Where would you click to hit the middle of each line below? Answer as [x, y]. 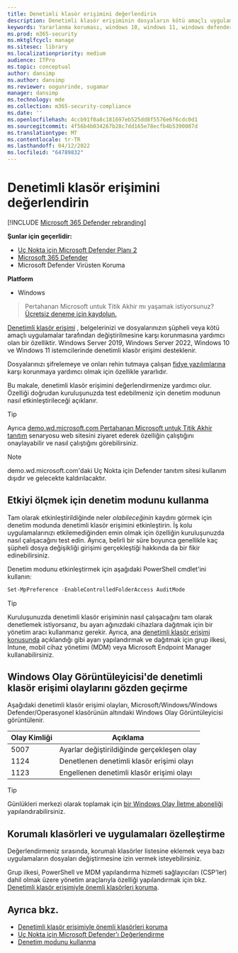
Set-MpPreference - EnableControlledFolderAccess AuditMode [96, 589]
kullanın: [19, 577]
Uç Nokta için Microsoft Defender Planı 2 [77, 250]
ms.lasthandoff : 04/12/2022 [49, 146]
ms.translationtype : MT [42, 133]
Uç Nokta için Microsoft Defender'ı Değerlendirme [91, 935]
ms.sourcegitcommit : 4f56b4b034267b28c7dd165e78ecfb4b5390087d [103, 126]
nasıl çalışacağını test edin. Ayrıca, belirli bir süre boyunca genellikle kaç [113, 540]
